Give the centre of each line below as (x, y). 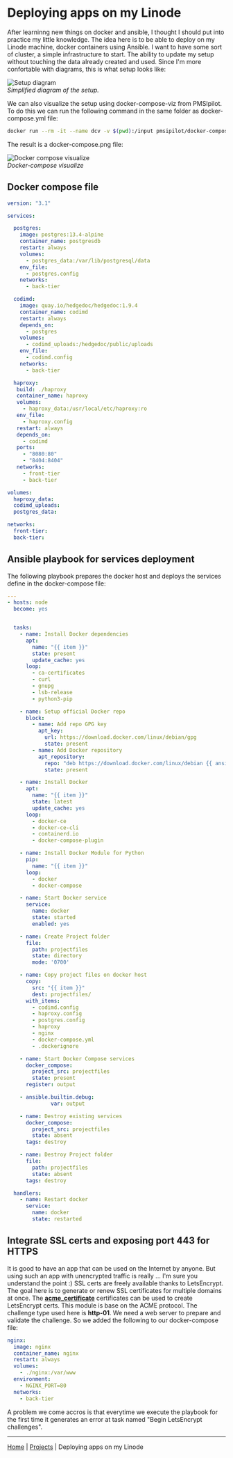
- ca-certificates (59, 673)
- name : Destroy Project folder (66, 1155)
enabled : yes (51, 924)
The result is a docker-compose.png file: (65, 144)
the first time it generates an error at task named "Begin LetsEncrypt (105, 1419)
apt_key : (51, 731)
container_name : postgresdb (60, 242)
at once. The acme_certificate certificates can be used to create (100, 1298)
